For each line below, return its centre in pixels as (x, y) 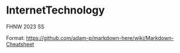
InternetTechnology (55, 10)
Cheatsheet (20, 44)
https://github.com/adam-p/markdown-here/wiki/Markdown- (100, 38)
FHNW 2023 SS (25, 26)
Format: (16, 38)
